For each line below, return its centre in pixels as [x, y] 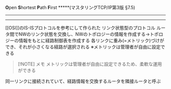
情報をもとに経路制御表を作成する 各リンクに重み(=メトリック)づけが [91, 40]
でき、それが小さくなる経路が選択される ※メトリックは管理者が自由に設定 [83, 47]
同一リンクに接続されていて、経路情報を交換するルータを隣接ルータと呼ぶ [83, 81]
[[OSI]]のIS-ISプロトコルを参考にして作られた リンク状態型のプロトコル [80, 28]
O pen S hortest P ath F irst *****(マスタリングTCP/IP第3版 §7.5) [70, 7]
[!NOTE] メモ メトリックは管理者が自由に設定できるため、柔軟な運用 [90, 64]
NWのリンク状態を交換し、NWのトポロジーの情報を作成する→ [84, 34]
